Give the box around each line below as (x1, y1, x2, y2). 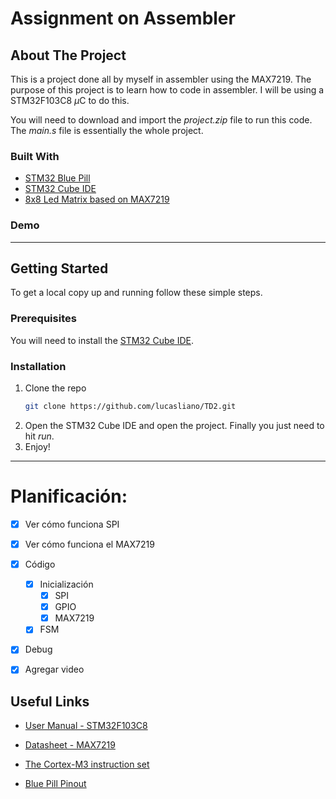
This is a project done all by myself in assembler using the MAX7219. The (10, 73, 312, 85)
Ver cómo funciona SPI (24, 518, 120, 530)
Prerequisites (10, 312, 77, 326)
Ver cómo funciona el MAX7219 (24, 538, 155, 550)
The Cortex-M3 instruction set (24, 758, 150, 771)
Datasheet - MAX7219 (24, 739, 116, 751)
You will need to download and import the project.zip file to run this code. (10, 114, 313, 126)
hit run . (24, 430, 55, 442)
